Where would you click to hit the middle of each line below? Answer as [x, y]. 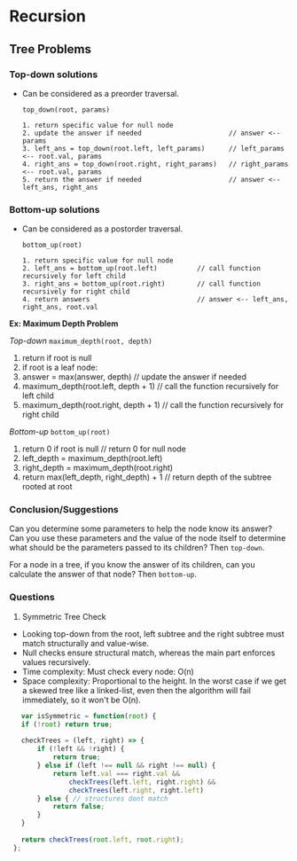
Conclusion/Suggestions [64, 510]
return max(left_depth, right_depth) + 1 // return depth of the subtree [147, 477]
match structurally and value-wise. [85, 643]
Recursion [47, 16]
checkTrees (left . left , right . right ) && [142, 782]
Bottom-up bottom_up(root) [60, 432]
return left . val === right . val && [116, 773]
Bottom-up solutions [55, 209]
